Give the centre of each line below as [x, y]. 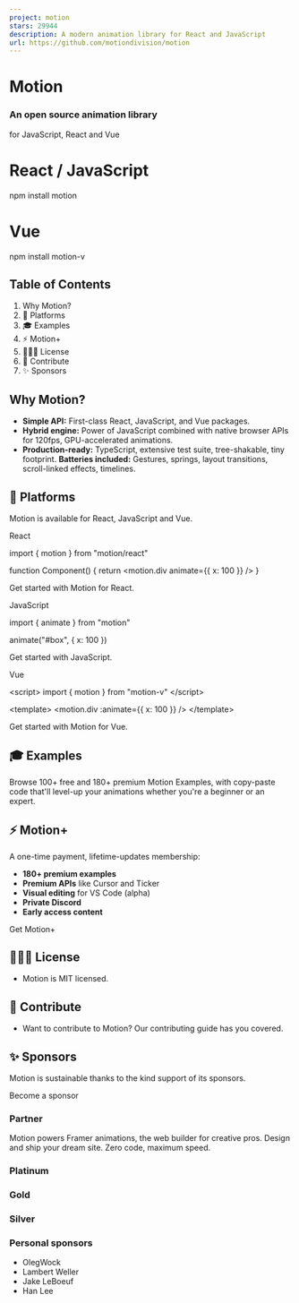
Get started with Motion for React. [72, 588]
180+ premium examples [69, 873]
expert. [22, 801]
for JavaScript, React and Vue [64, 134]
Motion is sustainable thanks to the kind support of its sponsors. [128, 1078]
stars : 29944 [34, 26]
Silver [22, 1219]
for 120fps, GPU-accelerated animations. [98, 441]
